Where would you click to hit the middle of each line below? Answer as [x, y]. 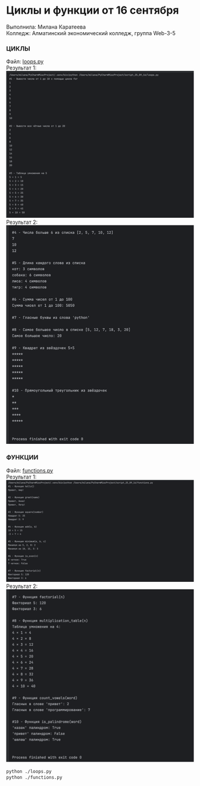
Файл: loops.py [25, 62]
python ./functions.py [34, 778]
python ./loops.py [29, 771]
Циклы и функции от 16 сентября [93, 10]
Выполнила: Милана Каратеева [46, 27]
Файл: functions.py [30, 470]
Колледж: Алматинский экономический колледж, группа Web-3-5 [91, 33]
